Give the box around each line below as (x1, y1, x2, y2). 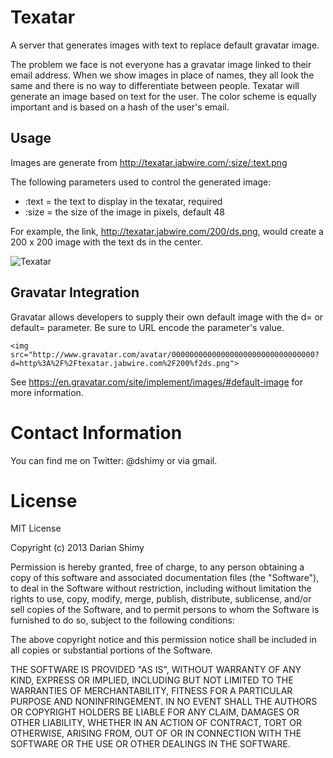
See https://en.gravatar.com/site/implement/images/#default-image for (10, 376, 303, 388)
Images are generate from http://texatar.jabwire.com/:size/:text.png (10, 156, 288, 168)
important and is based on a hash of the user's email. (10, 101, 230, 113)
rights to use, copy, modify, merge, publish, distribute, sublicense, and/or (10, 593, 312, 605)
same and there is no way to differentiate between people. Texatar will (10, 79, 300, 91)
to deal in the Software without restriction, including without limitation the (10, 582, 312, 595)
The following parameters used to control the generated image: (10, 176, 272, 188)
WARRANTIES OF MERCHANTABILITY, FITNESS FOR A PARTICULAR (10, 685, 293, 697)
